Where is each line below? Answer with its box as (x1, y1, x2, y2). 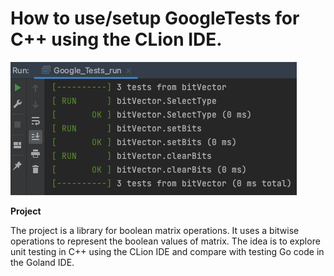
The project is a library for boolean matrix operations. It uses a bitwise (10, 224, 300, 236)
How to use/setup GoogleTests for (10, 7, 300, 30)
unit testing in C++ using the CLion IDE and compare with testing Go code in (10, 245, 325, 257)
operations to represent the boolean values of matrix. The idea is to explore (10, 235, 321, 247)
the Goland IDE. (10, 256, 75, 268)
